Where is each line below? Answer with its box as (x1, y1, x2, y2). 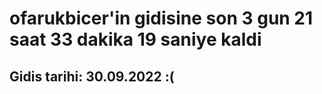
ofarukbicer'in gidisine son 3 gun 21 (9, 7, 314, 30)
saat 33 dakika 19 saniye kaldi (9, 28, 262, 51)
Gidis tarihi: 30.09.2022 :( (9, 68, 175, 85)
